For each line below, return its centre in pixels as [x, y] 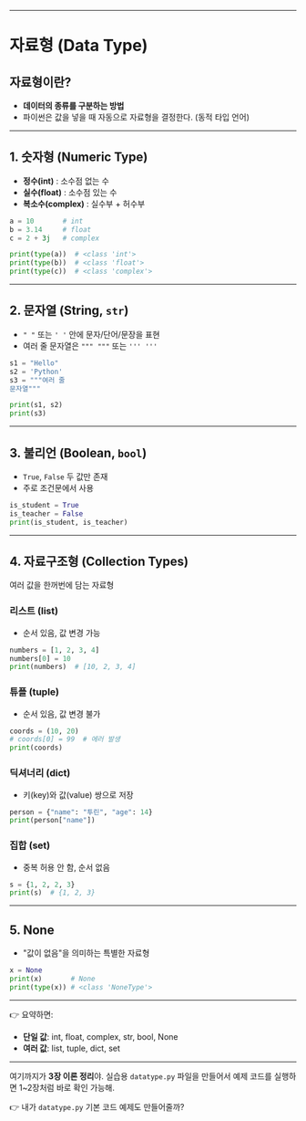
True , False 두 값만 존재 [65, 477]
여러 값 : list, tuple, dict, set [71, 1048]
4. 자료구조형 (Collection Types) [99, 561]
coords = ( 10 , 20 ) [44, 731]
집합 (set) [30, 845]
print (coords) [36, 748]
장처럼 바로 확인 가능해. [73, 1087]
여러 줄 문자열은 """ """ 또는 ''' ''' [90, 346]
